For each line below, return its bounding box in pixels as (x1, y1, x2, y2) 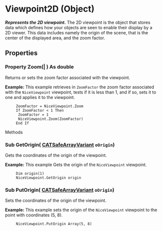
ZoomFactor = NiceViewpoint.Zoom (16, 103, 83, 109)
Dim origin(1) (16, 171, 45, 176)
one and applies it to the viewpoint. (5, 94, 75, 100)
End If (16, 120, 29, 126)
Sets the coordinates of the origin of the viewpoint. (5, 198, 107, 203)
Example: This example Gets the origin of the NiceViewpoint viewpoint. (5, 162, 147, 167)
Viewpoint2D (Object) (5, 3, 95, 15)
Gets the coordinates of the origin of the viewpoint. (5, 152, 107, 158)
